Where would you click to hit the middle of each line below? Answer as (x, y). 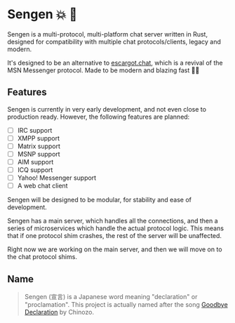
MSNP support (39, 154)
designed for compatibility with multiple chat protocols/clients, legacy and (114, 41)
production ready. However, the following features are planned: (99, 117)
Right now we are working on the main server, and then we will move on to (115, 249)
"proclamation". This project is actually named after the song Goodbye (126, 305)
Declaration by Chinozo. (59, 312)
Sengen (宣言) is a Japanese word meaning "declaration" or (111, 297)
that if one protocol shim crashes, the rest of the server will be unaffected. (115, 236)
